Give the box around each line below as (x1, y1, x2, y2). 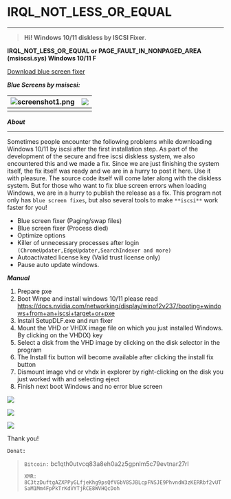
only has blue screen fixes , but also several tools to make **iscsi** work (7, 195, 219, 204)
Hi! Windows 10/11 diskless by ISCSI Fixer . (23, 33, 146, 41)
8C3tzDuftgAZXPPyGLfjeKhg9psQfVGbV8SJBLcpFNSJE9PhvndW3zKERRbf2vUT (23, 479, 221, 486)
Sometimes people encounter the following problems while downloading (7, 137, 212, 145)
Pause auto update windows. (16, 260, 100, 268)
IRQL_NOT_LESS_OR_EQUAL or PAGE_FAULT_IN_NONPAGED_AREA (7, 46, 201, 55)
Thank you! (7, 434, 39, 443)
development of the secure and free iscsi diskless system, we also (7, 152, 195, 160)
